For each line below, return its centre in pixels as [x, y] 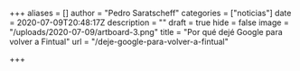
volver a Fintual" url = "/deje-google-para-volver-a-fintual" [119, 41]
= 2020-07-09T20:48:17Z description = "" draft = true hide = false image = [149, 22]
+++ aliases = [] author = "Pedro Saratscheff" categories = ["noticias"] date [150, 13]
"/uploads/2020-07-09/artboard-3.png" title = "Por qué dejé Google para [146, 32]
